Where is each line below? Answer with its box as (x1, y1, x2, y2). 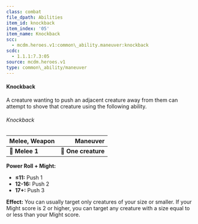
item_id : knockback (6, 20, 55, 26)
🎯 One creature (61, 147, 105, 155)
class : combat (6, 8, 42, 15)
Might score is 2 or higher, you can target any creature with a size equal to (6, 204, 190, 211)
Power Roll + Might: (6, 162, 56, 169)
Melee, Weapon (9, 137, 55, 145)
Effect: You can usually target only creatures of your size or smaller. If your (6, 198, 192, 205)
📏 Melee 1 (9, 147, 39, 155)
